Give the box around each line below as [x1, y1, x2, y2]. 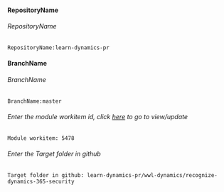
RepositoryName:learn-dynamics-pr [7, 44, 110, 51]
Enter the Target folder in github [7, 150, 101, 158]
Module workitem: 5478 [7, 134, 75, 142]
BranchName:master [7, 97, 62, 105]
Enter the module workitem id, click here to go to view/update [7, 113, 188, 121]
